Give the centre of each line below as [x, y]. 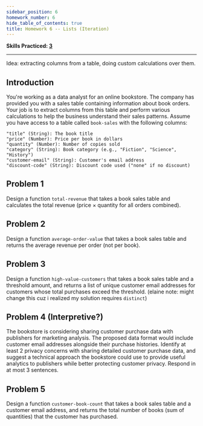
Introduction [30, 82]
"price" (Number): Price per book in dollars [64, 139]
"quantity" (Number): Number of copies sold [63, 145]
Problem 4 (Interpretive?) [55, 317]
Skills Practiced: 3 [30, 46]
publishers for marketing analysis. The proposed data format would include [100, 338]
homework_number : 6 [31, 18]
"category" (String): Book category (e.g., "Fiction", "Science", [92, 150]
